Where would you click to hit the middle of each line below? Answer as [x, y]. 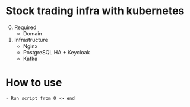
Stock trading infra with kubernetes [95, 11]
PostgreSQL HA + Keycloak [56, 52]
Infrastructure [31, 40]
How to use [34, 82]
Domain [32, 33]
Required [25, 27]
